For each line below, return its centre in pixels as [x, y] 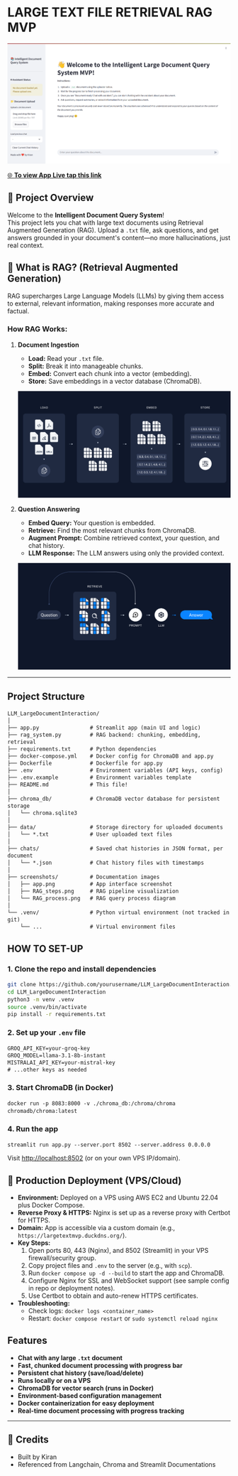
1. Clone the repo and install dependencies [82, 969]
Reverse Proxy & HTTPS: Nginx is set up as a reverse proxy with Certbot [124, 1213]
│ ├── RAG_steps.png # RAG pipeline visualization [93, 891]
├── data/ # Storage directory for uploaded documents [115, 828]
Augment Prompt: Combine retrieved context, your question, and [124, 538]
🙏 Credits [28, 1440]
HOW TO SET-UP [45, 948]
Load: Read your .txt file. [66, 358]
